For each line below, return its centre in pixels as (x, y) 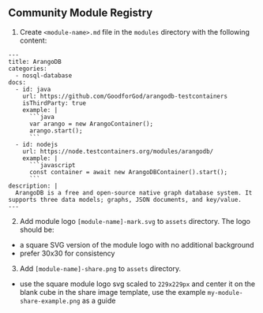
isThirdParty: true (54, 103)
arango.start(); (56, 130)
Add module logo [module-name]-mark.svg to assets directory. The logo (135, 221)
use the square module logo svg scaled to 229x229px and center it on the (137, 284)
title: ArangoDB (35, 61)
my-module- (225, 293)
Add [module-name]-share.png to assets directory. (100, 268)
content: (33, 40)
